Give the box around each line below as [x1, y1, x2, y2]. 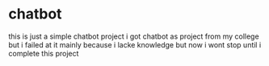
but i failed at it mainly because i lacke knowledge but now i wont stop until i [8, 39, 262, 49]
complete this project [8, 48, 79, 58]
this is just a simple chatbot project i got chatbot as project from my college [8, 31, 260, 41]
